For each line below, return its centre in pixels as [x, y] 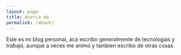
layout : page [22, 12]
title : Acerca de [28, 17]
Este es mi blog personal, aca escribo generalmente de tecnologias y [90, 40]
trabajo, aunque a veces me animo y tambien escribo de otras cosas [90, 46]
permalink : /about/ [30, 22]
